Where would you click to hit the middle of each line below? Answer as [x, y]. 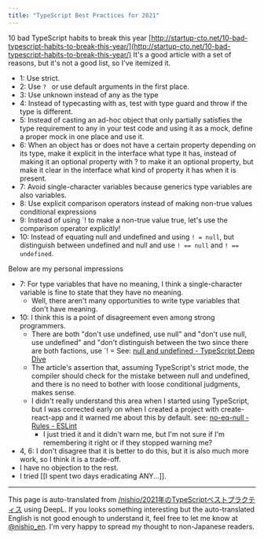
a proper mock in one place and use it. [82, 136]
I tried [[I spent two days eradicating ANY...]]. [93, 475]
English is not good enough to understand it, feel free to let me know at [123, 518]
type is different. [46, 112]
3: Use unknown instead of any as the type [89, 94]
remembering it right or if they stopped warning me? [128, 442]
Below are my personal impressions [66, 269]
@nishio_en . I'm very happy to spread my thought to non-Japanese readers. [132, 526]
